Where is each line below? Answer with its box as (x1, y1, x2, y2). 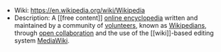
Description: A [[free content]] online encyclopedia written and (14, 14, 198, 22)
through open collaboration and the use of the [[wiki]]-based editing (14, 28, 215, 37)
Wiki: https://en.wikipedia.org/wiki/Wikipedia (14, 6, 146, 14)
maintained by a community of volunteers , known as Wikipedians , (14, 21, 207, 29)
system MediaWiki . (14, 36, 70, 45)
